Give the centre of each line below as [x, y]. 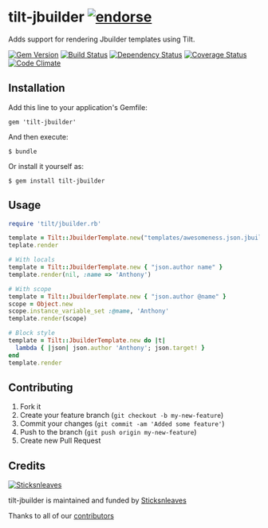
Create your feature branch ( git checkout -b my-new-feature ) [122, 416]
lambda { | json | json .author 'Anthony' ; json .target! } [110, 348]
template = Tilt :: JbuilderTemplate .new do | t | [87, 341]
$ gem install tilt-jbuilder [57, 181]
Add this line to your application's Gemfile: [78, 107]
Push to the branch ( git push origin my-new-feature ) [108, 432]
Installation [37, 88]
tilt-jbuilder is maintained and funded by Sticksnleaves [98, 500]
